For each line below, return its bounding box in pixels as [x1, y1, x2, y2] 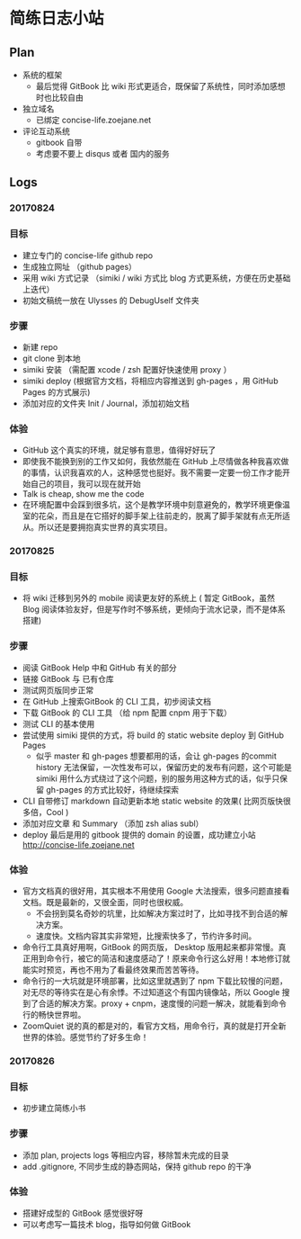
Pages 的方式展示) [22, 386, 91, 397]
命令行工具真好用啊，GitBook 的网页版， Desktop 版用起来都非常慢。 [22, 942, 279, 953]
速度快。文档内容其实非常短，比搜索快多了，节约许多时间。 [35, 930, 257, 941]
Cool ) [46, 806, 69, 817]
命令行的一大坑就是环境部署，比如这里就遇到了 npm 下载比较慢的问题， [22, 975, 288, 986]
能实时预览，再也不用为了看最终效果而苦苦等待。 [22, 965, 204, 975]
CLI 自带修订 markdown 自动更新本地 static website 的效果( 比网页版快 [22, 795, 283, 806]
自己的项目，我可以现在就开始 [30, 479, 141, 489]
